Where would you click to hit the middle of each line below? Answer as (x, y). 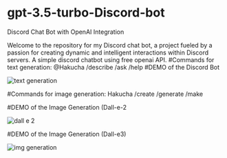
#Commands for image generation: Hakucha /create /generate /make (105, 94)
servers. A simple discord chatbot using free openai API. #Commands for (111, 59)
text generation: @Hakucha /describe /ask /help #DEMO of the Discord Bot (113, 67)
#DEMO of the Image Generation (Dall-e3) (67, 134)
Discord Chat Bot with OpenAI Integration (66, 32)
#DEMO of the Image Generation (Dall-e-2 (67, 107)
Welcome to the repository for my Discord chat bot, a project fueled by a (110, 45)
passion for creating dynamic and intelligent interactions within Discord (108, 52)
